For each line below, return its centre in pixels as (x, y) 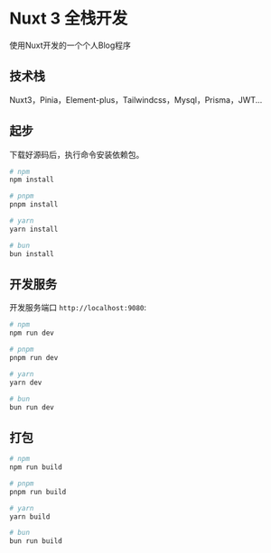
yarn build (30, 516)
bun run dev (32, 407)
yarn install (34, 229)
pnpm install (34, 205)
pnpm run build (38, 492)
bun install (32, 253)
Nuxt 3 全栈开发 (69, 18)
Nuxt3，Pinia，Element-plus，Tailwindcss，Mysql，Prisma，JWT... (136, 99)
